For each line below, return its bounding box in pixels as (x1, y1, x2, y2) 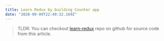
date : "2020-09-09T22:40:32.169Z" (5, 12, 77, 17)
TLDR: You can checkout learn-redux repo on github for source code (17, 25, 159, 31)
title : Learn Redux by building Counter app (5, 7, 99, 12)
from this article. (17, 31, 51, 37)
